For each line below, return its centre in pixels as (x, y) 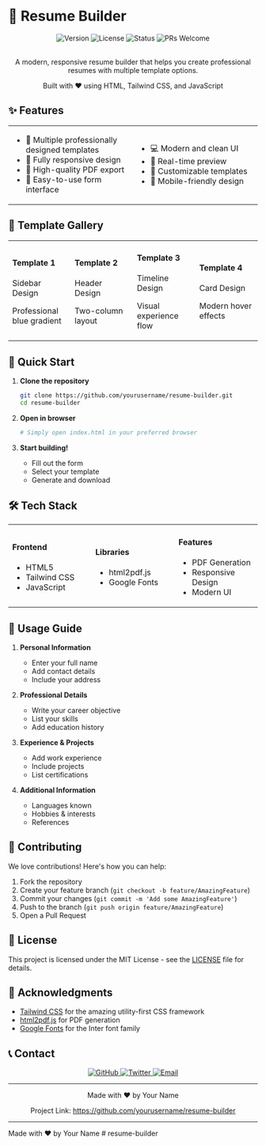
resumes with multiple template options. (133, 70)
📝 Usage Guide (46, 628)
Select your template (65, 472)
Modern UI (212, 592)
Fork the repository (51, 881)
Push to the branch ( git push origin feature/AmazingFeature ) (122, 907)
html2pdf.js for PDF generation (70, 1020)
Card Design (222, 288)
